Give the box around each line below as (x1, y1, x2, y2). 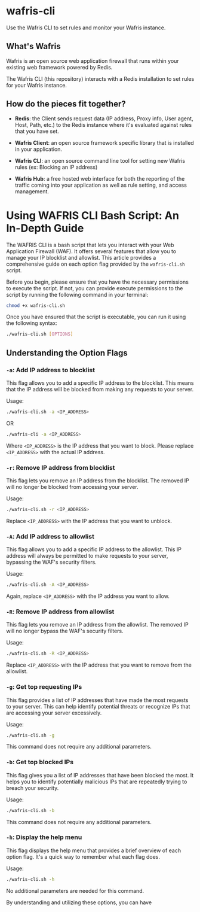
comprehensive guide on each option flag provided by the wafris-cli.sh (6, 260, 185, 267)
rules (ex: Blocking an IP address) (14, 163, 98, 171)
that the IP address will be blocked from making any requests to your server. (6, 385, 194, 393)
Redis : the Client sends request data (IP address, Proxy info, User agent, (14, 115, 193, 122)
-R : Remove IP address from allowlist (6, 607, 115, 616)
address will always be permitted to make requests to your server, (6, 552, 168, 560)
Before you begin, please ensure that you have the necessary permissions (6, 278, 189, 285)
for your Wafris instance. (6, 81, 67, 89)
